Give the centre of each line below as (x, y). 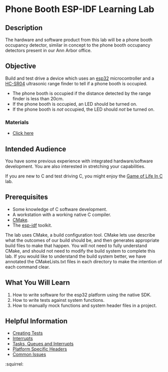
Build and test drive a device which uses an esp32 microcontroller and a (80, 78)
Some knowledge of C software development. (60, 209)
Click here (23, 133)
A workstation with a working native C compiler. (62, 215)
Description (24, 28)
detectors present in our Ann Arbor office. (48, 50)
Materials (17, 122)
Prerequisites (27, 197)
